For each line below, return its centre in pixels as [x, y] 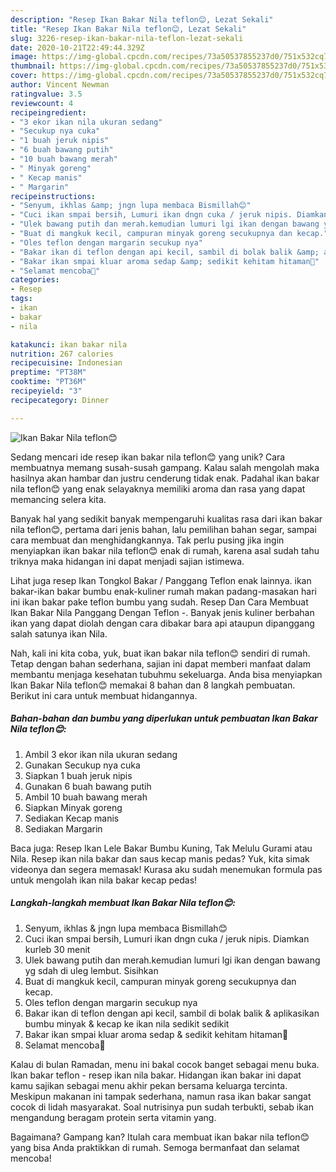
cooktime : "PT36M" [48, 382]
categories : [35, 280]
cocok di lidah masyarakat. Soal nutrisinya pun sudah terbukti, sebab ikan [162, 1107]
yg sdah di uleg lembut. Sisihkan [91, 970]
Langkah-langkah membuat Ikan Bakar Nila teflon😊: [123, 903]
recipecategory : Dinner [60, 400]
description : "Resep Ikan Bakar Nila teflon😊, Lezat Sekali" [142, 19]
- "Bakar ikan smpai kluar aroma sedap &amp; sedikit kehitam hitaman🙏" [165, 261]
